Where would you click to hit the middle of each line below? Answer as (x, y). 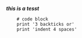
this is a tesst (23, 8)
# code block (33, 19)
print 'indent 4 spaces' (47, 29)
